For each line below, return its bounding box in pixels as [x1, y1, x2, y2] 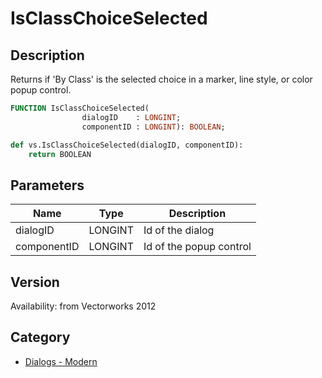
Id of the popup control [143, 240, 252, 254]
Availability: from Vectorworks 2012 [10, 300, 157, 312]
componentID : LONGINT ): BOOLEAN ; [81, 122, 226, 132]
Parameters [10, 177, 85, 194]
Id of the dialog [143, 223, 215, 237]
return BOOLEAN [28, 149, 92, 159]
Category [10, 329, 71, 346]
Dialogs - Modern [24, 355, 98, 367]
